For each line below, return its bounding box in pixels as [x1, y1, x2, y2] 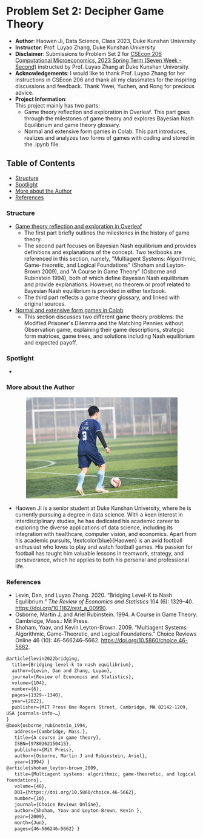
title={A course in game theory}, [14, 735, 102, 741]
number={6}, [12, 686, 42, 692]
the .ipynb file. [24, 140, 61, 148]
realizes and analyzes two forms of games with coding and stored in [24, 134, 195, 141]
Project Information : [15, 95, 67, 103]
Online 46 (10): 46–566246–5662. [15, 637, 100, 644]
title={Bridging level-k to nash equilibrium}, [12, 662, 135, 668]
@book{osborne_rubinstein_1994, [6, 723, 88, 729]
